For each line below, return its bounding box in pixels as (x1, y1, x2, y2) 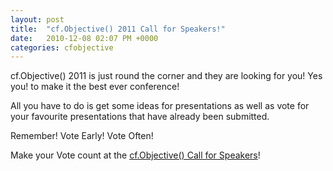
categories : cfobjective (10, 42, 114, 53)
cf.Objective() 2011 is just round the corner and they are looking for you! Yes (10, 70, 323, 82)
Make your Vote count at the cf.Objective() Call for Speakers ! (10, 149, 261, 161)
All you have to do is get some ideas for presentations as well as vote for (10, 100, 310, 112)
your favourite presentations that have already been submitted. (10, 111, 270, 123)
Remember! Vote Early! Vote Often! (10, 130, 154, 142)
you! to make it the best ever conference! (10, 81, 180, 93)
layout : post (10, 14, 65, 25)
